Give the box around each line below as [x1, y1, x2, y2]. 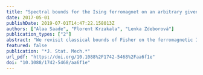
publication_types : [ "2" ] [6, 31, 71, 37]
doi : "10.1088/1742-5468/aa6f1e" [6, 59, 91, 65]
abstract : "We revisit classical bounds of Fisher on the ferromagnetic [6, 37, 193, 43]
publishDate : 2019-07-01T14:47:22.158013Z [6, 20, 115, 26]
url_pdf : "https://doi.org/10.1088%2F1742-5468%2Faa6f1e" [6, 54, 155, 60]
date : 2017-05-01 [6, 15, 50, 21]
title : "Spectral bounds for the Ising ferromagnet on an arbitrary [6, 8, 182, 15]
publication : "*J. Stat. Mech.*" [6, 48, 91, 54]
